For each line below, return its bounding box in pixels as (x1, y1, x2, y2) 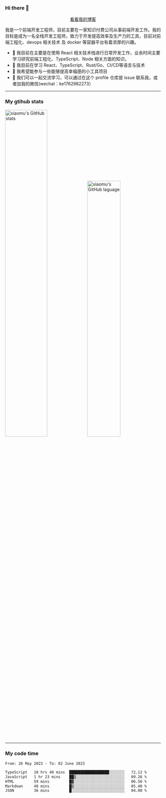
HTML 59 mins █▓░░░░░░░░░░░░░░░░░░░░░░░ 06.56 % (5, 779, 147, 784)
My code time (5, 750, 39, 757)
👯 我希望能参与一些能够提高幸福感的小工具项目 (12, 68, 108, 74)
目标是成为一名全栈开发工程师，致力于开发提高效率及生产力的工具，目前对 (5, 33, 157, 39)
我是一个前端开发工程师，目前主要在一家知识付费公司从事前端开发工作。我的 (5, 27, 161, 33)
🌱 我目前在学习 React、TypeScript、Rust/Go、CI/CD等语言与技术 (12, 62, 145, 68)
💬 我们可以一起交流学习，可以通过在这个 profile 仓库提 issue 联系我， (12, 74, 154, 81)
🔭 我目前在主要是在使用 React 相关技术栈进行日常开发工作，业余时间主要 (12, 50, 161, 56)
